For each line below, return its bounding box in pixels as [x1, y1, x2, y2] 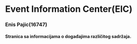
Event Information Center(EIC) [5, 3, 133, 15]
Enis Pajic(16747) [5, 21, 48, 28]
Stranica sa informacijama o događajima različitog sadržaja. [5, 33, 132, 39]
